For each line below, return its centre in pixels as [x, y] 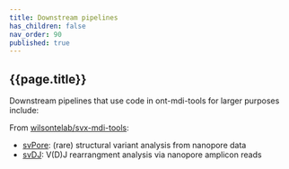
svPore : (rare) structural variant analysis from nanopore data [134, 146]
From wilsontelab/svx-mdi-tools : [70, 128]
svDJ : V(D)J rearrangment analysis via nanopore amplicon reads [142, 155]
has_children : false [48, 26]
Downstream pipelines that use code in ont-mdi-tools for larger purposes [144, 101]
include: [24, 111]
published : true [39, 43]
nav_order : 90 [36, 34]
